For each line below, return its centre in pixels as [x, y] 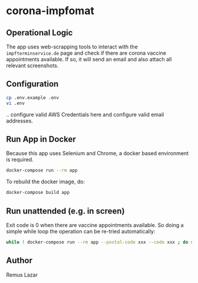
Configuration [32, 84]
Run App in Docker [41, 139]
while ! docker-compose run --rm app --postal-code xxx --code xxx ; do [97, 242]
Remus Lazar [22, 275]
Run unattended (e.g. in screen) [65, 211]
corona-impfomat [50, 11]
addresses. [20, 121]
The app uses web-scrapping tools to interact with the [72, 47]
